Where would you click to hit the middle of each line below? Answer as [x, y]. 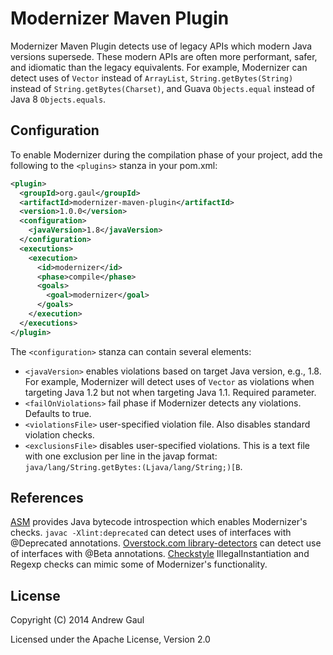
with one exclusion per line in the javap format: [121, 456]
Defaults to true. [58, 413]
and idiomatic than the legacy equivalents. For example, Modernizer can [159, 67]
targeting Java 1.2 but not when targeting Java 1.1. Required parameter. [170, 392]
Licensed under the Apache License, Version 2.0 [110, 639]
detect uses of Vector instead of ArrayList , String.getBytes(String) [152, 78]
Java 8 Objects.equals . [58, 99]
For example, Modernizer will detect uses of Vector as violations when [169, 381]
